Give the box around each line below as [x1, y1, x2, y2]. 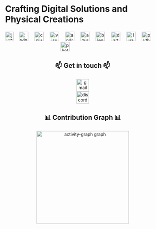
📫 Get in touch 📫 [55, 61, 111, 70]
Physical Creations [5, 14, 84, 25]
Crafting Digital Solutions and [5, 3, 128, 14]
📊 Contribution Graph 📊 [44, 113, 122, 122]
